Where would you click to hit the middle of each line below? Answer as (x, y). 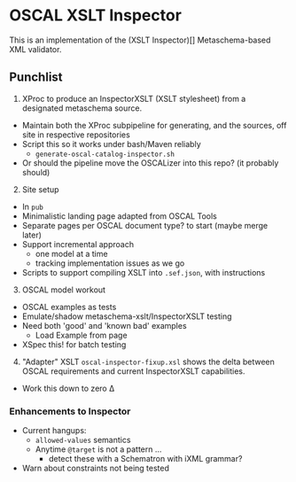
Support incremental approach (78, 244)
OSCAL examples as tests (69, 307)
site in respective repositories (76, 135)
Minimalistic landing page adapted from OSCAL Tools (119, 216)
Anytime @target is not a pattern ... (98, 449)
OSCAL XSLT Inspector (95, 16)
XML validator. (35, 49)
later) (32, 235)
